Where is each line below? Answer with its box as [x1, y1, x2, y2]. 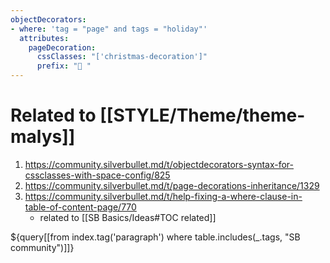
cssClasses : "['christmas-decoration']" [36, 52, 208, 62]
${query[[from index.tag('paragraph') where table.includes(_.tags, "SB [10, 231, 301, 243]
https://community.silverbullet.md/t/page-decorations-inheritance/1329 [24, 179, 320, 191]
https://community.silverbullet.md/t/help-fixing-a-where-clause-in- [24, 190, 303, 202]
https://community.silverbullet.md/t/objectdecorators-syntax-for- [24, 158, 295, 170]
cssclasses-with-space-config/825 [24, 169, 171, 181]
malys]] [10, 126, 76, 148]
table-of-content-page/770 [24, 201, 137, 213]
